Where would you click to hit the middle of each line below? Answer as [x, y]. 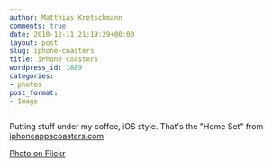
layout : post [34, 43]
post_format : [34, 92]
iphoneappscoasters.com [57, 136]
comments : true [38, 26]
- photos [26, 84]
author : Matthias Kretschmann [66, 18]
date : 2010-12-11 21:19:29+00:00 [72, 34]
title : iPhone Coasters [54, 59]
